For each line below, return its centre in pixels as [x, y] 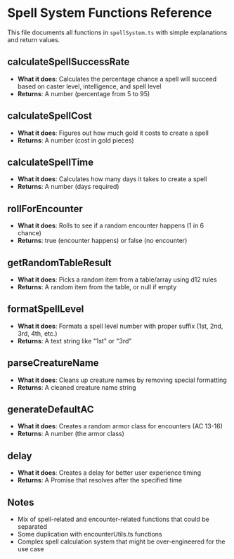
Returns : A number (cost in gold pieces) [76, 140]
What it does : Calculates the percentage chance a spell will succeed [117, 79]
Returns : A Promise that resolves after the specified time [100, 480]
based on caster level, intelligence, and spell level [89, 86]
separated [32, 527]
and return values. [34, 39]
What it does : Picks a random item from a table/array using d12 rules [117, 279]
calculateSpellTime [51, 162]
